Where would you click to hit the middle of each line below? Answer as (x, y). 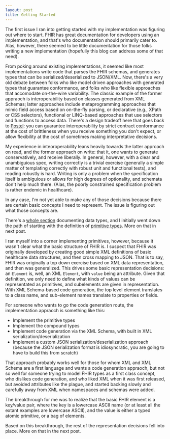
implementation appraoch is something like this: (55, 310)
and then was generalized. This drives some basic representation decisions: (85, 268)
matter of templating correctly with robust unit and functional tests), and (81, 168)
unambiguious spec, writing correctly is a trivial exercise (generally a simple (84, 162)
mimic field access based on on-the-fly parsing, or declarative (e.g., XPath (83, 109)
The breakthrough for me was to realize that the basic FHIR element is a (80, 399)
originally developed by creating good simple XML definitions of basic (78, 252)
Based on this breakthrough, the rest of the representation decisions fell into (85, 425)
